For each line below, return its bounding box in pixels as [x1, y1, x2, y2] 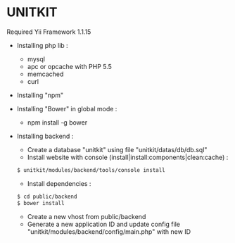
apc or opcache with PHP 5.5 [27, 62, 112, 70]
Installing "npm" [16, 91, 64, 99]
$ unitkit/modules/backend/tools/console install [16, 166, 166, 173]
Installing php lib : [16, 41, 68, 49]
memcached [27, 70, 64, 78]
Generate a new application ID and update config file [27, 220, 181, 228]
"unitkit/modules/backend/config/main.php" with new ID [27, 227, 191, 236]
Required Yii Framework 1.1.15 [6, 27, 91, 36]
